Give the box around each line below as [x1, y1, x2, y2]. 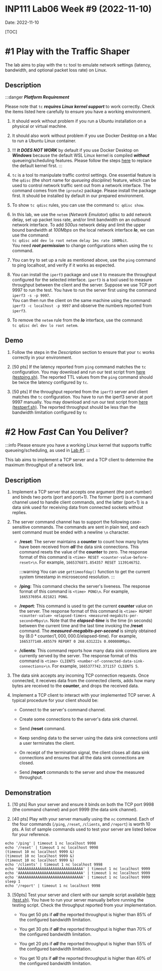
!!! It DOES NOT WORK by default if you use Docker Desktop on [12, 147, 139, 153]
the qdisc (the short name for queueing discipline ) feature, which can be [12, 177, 156, 183]
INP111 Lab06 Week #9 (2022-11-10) [5, 3, 152, 15]
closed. [19, 760, 34, 766]
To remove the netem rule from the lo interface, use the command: [12, 317, 144, 323]
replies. [12, 510, 27, 516]
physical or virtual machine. [12, 123, 68, 129]
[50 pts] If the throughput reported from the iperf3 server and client [12, 388, 148, 394]
